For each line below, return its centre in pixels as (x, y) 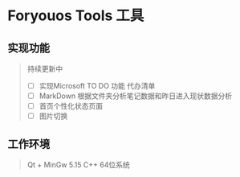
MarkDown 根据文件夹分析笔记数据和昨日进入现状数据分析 (136, 96)
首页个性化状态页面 (71, 106)
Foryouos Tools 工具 (76, 16)
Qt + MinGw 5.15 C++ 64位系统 (78, 165)
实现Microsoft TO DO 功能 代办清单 (97, 86)
